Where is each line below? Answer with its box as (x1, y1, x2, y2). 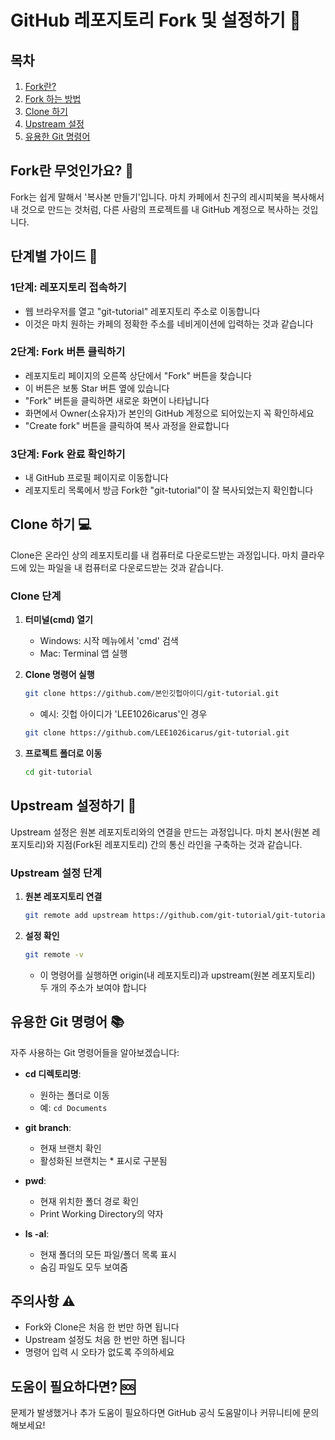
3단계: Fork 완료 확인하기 (10, 447, 126, 461)
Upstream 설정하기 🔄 (10, 797, 137, 815)
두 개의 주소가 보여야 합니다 (39, 981, 147, 993)
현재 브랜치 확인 (39, 1142, 102, 1154)
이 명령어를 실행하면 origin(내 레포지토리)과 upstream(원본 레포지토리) (39, 969, 316, 981)
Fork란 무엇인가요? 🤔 (10, 162, 135, 180)
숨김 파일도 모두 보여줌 (39, 1261, 129, 1273)
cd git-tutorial (24, 767, 93, 777)
